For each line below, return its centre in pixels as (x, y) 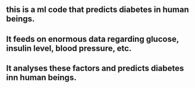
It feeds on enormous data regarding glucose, (93, 39)
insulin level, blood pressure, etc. (69, 48)
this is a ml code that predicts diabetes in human (97, 10)
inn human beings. (41, 78)
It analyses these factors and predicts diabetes (95, 68)
